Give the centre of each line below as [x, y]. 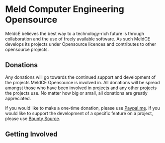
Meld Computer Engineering [65, 9]
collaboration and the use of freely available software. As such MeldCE [78, 39]
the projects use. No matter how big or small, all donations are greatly [76, 93]
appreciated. [18, 98]
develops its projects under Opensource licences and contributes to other [81, 44]
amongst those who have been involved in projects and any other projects [81, 88]
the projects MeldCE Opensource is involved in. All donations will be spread [82, 82]
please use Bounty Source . [33, 119]
